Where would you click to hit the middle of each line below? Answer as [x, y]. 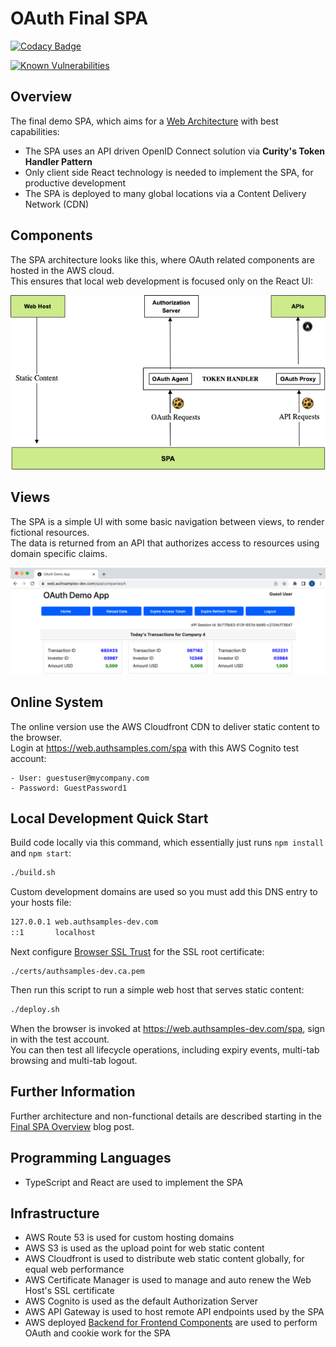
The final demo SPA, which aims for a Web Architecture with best [144, 121]
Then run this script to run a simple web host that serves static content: [157, 990]
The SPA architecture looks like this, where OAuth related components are [162, 259]
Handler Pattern [58, 161]
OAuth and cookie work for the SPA [97, 1333]
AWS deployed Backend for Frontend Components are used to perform [171, 1323]
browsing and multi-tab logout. [74, 1060]
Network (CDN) [57, 204]
